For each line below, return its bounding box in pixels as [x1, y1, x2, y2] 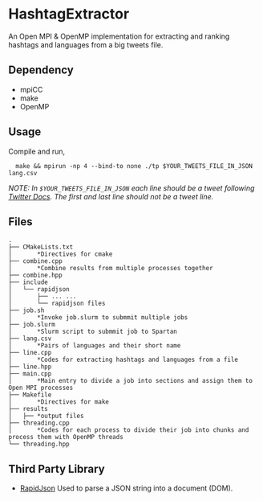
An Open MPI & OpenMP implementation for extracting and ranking [8, 31, 230, 41]
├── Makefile [8, 391, 52, 399]
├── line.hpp [8, 363, 52, 371]
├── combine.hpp [8, 271, 63, 280]
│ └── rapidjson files [8, 299, 106, 308]
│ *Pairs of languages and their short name [8, 342, 181, 350]
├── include [8, 278, 48, 286]
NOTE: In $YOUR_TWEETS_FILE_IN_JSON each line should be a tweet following [8, 183, 255, 193]
